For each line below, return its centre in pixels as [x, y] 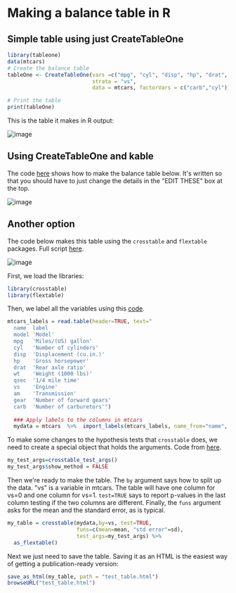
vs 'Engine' [36, 387]
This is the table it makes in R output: [61, 120]
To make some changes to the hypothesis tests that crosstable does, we [112, 440]
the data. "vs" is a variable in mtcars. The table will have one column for [111, 488]
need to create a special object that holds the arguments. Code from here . [114, 447]
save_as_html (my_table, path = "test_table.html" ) [83, 576]
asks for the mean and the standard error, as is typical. [86, 510]
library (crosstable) [38, 289]
